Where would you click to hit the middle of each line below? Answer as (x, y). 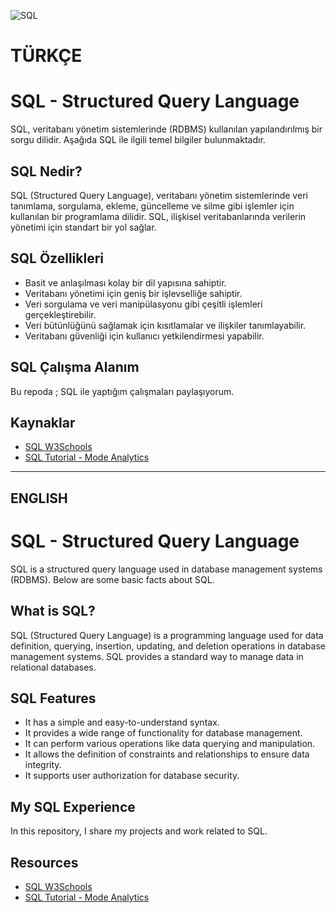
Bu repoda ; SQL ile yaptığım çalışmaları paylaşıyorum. (122, 391)
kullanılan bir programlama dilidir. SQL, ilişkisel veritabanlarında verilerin (158, 216)
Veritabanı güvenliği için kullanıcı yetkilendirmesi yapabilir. (144, 336)
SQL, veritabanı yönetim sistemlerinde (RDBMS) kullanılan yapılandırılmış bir (166, 129)
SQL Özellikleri (57, 258)
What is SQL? (53, 611)
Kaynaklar (43, 422)
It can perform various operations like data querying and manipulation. (170, 744)
